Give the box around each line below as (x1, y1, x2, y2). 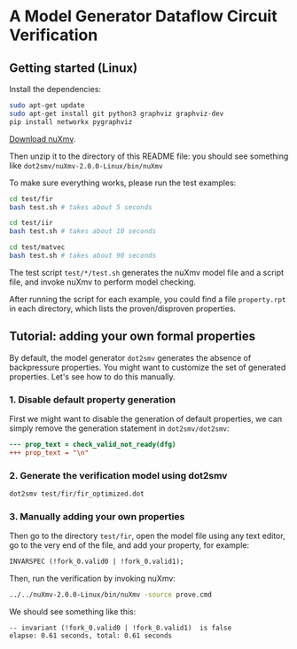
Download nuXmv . (9, 133, 76, 144)
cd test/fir (9, 194, 53, 203)
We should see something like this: (9, 606, 137, 617)
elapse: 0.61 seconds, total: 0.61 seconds (9, 631, 173, 640)
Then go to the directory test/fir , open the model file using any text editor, (9, 530, 285, 542)
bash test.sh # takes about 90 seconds (9, 251, 157, 260)
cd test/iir (9, 219, 53, 228)
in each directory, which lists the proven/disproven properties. (9, 303, 237, 314)
